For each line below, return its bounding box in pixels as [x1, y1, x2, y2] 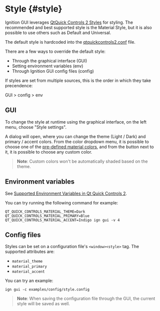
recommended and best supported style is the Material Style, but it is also [5, 24, 152, 30]
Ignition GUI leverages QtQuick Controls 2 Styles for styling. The [5, 19, 133, 25]
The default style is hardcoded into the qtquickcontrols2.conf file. [5, 39, 136, 45]
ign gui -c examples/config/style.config [5, 287, 90, 292]
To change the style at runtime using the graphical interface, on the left [5, 119, 146, 124]
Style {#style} [5, 3, 62, 15]
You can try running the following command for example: [5, 200, 118, 205]
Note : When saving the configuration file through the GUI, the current [16, 295, 156, 301]
